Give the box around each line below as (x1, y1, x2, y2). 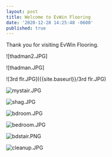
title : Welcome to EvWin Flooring (6, 14, 91, 20)
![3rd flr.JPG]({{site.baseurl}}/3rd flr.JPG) (6, 76, 107, 83)
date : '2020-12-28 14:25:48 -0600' (6, 19, 94, 25)
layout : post (6, 8, 38, 15)
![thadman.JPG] (6, 64, 45, 71)
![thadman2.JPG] (6, 53, 48, 60)
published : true (6, 25, 46, 31)
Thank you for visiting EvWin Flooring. (6, 41, 99, 48)
